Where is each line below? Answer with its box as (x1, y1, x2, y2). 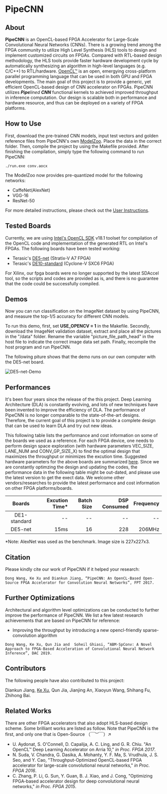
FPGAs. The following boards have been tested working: (5, 245, 121, 252)
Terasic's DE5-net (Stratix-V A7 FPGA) (12, 255, 91, 261)
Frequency (133, 500, 160, 507)
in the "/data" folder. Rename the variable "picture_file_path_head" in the (5, 334, 154, 340)
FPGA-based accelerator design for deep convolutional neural (12, 778, 140, 784)
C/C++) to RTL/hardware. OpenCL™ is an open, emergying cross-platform (5, 68, 156, 74)
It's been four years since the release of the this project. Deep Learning (5, 396, 152, 402)
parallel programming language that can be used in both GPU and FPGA (5, 74, 153, 79)
